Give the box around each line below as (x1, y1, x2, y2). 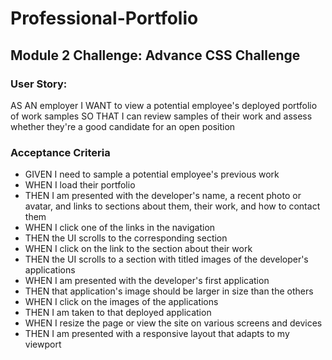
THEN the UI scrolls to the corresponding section (24, 232, 228, 244)
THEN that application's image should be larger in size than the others (24, 285, 314, 297)
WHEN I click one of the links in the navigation (24, 222, 216, 234)
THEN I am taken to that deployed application (24, 307, 212, 319)
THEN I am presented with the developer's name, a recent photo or (24, 190, 302, 202)
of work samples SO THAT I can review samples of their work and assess (10, 110, 313, 122)
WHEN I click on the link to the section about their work (24, 243, 253, 255)
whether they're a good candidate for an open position (10, 120, 236, 132)
